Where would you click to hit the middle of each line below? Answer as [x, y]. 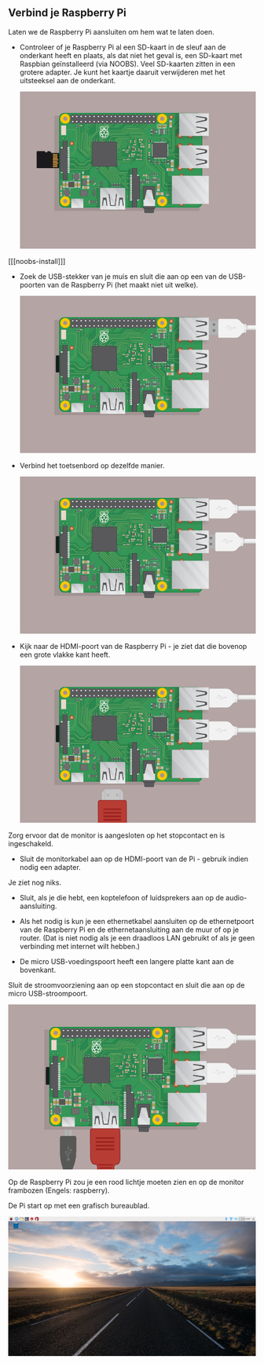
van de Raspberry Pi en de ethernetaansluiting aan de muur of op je [129, 929]
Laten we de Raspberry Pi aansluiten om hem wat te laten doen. [111, 31]
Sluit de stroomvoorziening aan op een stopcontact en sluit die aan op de [126, 985]
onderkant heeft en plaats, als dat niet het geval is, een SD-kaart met [131, 55]
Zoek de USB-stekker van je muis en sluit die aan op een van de [123, 276]
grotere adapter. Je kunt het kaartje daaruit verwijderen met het [122, 72]
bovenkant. [38, 970]
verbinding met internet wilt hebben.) [79, 947]
